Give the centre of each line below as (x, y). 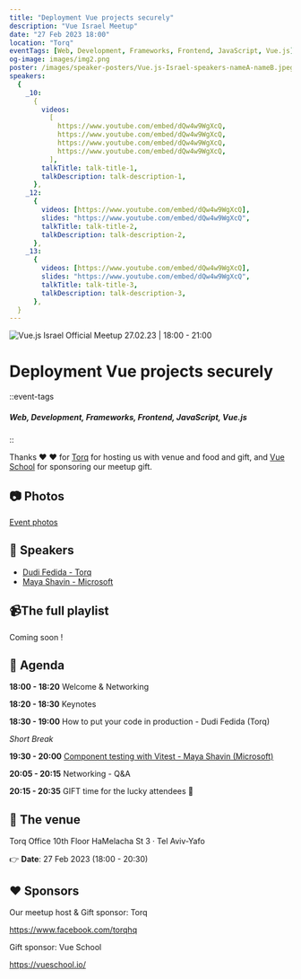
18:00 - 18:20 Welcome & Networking (79, 687)
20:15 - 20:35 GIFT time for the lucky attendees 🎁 (102, 791)
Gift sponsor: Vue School (56, 948)
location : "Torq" (42, 43)
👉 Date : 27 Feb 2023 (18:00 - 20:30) (79, 860)
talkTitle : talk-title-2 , (90, 226)
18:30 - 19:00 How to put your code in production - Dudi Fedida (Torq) (140, 722)
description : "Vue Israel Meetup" (74, 26)
